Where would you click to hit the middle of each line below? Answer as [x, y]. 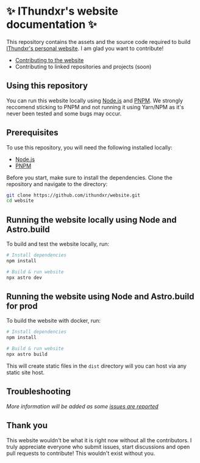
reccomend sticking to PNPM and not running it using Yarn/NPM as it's [95, 107]
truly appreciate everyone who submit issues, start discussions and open [98, 447]
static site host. [25, 372]
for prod [22, 306]
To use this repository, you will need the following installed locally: [89, 147]
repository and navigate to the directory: [57, 184]
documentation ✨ [52, 25]
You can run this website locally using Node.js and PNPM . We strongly [95, 100]
